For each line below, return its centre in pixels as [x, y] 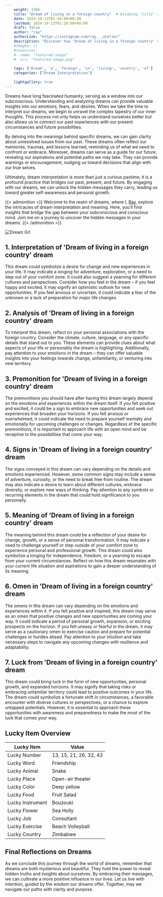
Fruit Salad [64, 795]
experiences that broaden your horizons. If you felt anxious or [67, 414]
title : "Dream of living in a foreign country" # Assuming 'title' [84, 14]
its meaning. [17, 571]
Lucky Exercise [25, 826]
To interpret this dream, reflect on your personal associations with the [75, 332]
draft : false [27, 28]
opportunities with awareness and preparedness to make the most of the [78, 713]
